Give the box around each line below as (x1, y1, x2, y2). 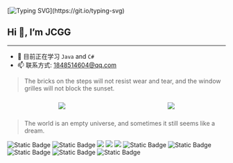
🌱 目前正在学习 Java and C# (17, 52, 95, 60)
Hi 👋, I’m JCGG (7, 26, 71, 38)
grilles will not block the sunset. (24, 84, 115, 93)
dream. (24, 126, 45, 135)
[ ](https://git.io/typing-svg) (7, 7, 125, 15)
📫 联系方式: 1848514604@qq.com (17, 61, 116, 69)
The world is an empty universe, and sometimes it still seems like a (24, 119, 216, 127)
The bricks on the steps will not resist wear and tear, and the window (24, 77, 221, 85)
